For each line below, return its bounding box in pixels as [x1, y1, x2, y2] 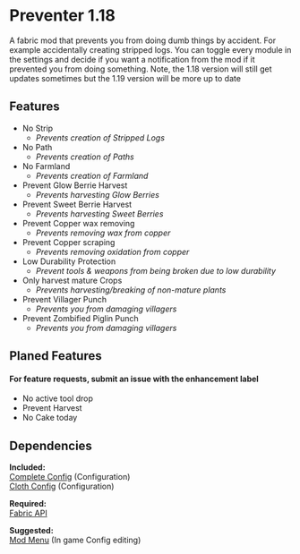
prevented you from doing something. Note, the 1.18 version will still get [9, 64, 272, 74]
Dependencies [9, 438, 92, 453]
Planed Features [9, 348, 102, 363]
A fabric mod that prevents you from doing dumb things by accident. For [9, 35, 276, 46]
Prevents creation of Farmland [35, 170, 149, 181]
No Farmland [21, 160, 71, 171]
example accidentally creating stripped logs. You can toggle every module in [9, 44, 292, 55]
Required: [9, 499, 47, 509]
